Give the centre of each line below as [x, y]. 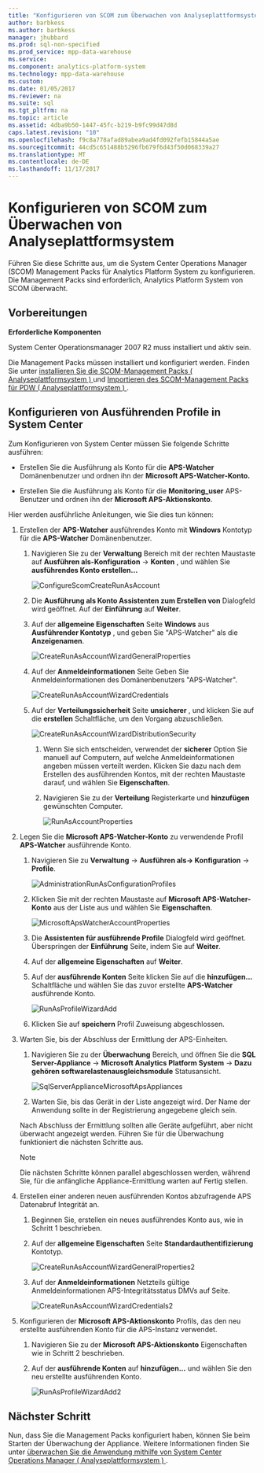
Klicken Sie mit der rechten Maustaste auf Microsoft [116, 899]
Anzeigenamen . [58, 641]
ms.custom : [26, 81]
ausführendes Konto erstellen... [84, 570]
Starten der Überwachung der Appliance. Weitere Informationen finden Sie [129, 1444]
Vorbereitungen [48, 313]
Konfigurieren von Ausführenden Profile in [115, 413]
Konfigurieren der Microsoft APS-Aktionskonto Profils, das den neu [130, 1321]
